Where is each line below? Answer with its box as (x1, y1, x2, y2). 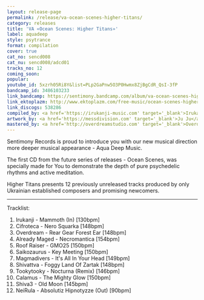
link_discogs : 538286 (7, 104, 62, 111)
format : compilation (7, 43, 59, 49)
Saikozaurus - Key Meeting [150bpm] (15, 249, 108, 256)
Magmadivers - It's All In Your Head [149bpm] (15, 255, 130, 262)
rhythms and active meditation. (7, 169, 84, 176)
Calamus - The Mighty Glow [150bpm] (15, 274, 111, 281)
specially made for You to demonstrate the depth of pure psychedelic (7, 163, 180, 170)
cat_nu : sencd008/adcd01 (7, 59, 70, 65)
